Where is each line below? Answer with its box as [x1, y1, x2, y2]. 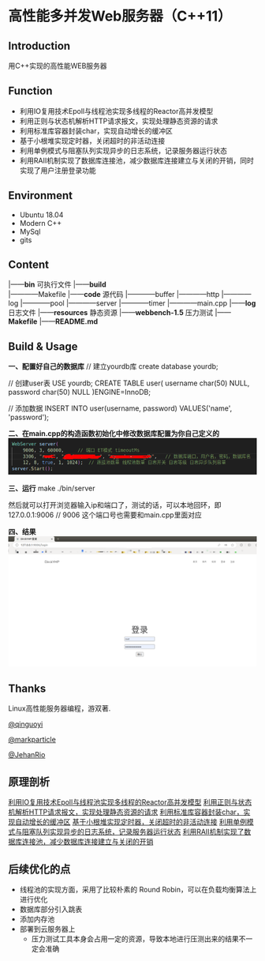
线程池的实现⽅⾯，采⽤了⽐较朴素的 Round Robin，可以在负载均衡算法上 [19, 885, 257, 895]
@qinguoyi [8, 719, 43, 729]
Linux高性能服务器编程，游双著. [8, 704, 111, 713]
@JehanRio [8, 750, 46, 760]
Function [8, 84, 53, 98]
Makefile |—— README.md [8, 317, 99, 326]
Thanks [8, 682, 47, 696]
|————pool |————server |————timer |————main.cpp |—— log [20, 298, 256, 308]
